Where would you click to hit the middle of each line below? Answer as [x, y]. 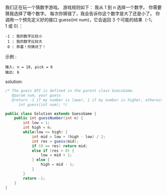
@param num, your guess [36, 95]
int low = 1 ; [37, 123]
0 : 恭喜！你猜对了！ [27, 47]
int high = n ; [38, 128]
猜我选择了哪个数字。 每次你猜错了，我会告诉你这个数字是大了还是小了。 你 [83, 13]
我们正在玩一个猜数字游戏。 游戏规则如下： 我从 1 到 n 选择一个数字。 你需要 [83, 7]
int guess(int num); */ [43, 104]
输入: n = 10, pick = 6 [29, 67]
